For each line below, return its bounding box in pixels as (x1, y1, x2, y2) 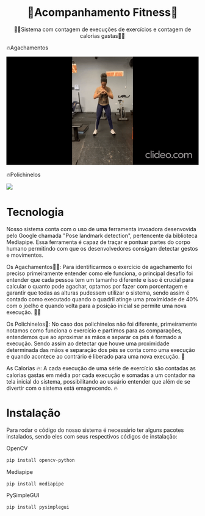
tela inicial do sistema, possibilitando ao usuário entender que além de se (6, 378, 190, 385)
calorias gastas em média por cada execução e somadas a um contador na (6, 371, 195, 379)
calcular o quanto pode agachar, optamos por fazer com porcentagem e (6, 282, 188, 290)
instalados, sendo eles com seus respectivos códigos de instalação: (6, 432, 178, 440)
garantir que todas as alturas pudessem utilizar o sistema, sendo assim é (6, 289, 190, 296)
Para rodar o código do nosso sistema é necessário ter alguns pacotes (6, 426, 184, 434)
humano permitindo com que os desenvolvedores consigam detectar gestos (6, 245, 198, 252)
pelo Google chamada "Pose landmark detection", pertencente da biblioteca (6, 232, 198, 239)
